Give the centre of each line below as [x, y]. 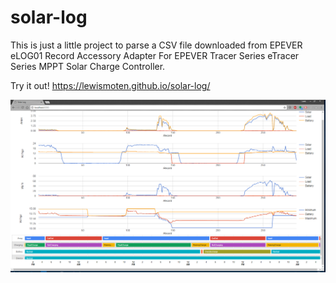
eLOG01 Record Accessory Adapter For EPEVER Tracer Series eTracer [155, 55]
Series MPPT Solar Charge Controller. [88, 66]
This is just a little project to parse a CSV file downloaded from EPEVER [156, 45]
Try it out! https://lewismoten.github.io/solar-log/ [110, 85]
